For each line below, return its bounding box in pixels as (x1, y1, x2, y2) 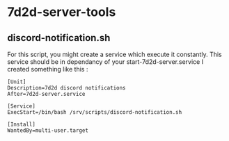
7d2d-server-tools (7, 4, 116, 20)
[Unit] (7, 78, 26, 85)
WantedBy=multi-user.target (7, 127, 89, 134)
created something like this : (7, 65, 88, 73)
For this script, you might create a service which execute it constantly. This (7, 50, 222, 58)
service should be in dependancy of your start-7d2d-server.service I (7, 58, 204, 66)
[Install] (7, 121, 36, 128)
